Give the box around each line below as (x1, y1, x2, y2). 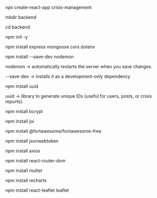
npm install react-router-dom (5, 158, 66, 163)
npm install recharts (5, 178, 47, 183)
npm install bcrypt (5, 108, 43, 114)
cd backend (5, 24, 30, 30)
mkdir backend (5, 14, 36, 20)
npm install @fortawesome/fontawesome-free (5, 128, 102, 134)
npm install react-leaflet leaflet (5, 187, 69, 193)
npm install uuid (5, 83, 38, 89)
